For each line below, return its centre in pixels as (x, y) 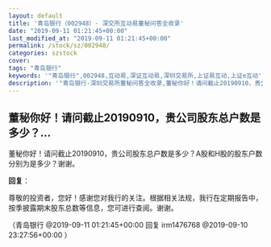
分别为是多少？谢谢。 (44, 164)
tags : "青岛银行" (35, 68)
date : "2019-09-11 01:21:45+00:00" (68, 31)
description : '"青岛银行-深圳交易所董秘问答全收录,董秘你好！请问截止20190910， (132, 83)
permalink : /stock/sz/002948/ (59, 46)
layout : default (35, 16)
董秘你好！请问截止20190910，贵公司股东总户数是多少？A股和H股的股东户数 (135, 154)
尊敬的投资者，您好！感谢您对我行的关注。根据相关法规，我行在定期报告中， (135, 198)
